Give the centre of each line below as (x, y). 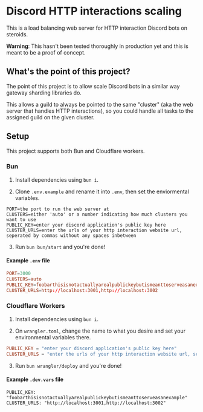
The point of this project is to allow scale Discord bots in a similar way (93, 86)
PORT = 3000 (19, 274)
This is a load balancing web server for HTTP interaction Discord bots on (97, 28)
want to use (21, 219)
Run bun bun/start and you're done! (60, 247)
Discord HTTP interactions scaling (94, 11)
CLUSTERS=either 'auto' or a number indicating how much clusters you (97, 214)
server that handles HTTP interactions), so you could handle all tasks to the (100, 111)
